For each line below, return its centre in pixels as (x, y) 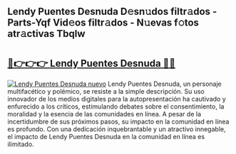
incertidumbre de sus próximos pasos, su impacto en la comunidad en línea (118, 121)
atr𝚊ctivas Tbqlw (46, 34)
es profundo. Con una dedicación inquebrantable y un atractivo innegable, (117, 129)
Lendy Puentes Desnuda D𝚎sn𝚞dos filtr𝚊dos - (112, 12)
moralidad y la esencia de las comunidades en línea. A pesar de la (104, 114)
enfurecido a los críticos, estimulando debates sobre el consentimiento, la (116, 106)
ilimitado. (21, 144)
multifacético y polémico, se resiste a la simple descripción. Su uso (106, 91)
